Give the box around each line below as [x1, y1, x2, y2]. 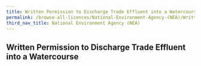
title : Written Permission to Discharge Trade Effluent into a [6, 8, 167, 15]
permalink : [6, 14, 33, 20]
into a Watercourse [6, 52, 79, 62]
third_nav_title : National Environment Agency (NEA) [6, 20, 141, 26]
